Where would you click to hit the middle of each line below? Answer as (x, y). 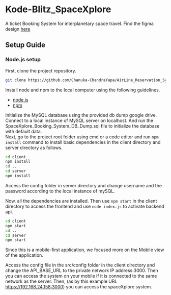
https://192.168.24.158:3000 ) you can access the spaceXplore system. (79, 287)
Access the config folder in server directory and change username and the (83, 185)
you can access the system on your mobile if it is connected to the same (81, 276)
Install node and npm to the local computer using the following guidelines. (83, 90)
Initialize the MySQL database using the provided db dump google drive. (81, 115)
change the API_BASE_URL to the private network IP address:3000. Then (82, 271)
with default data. (24, 131)
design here (18, 29)
